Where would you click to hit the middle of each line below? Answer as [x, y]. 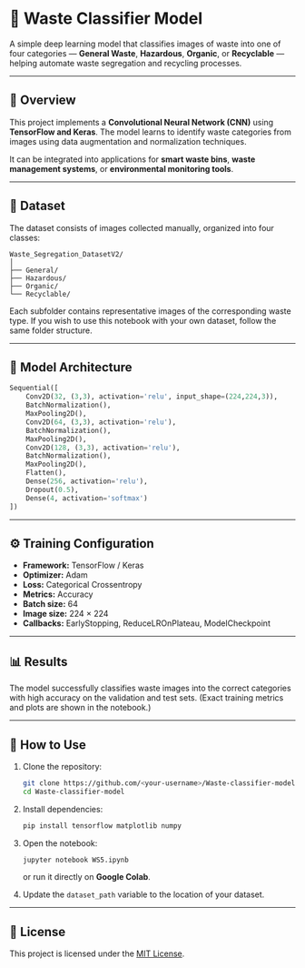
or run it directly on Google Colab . [87, 877]
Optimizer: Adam [55, 575]
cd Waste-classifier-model [74, 792]
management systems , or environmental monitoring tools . [122, 168]
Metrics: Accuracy [58, 594]
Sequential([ [34, 388]
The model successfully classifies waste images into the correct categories [151, 688]
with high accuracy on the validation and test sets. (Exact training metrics [147, 698]
